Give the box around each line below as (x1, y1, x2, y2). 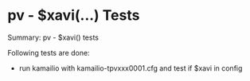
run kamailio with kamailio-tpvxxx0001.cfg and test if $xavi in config (18, 63, 243, 73)
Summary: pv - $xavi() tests (7, 33, 99, 42)
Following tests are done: (7, 48, 90, 57)
